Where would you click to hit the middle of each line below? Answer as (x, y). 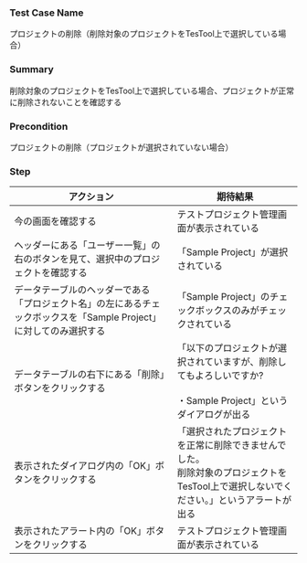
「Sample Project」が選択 (233, 252)
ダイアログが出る (214, 415)
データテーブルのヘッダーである (82, 290)
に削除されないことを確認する (65, 101)
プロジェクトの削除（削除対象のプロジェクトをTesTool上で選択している (144, 34)
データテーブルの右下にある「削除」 (90, 375)
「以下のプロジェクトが (228, 348)
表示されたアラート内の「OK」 (80, 531)
